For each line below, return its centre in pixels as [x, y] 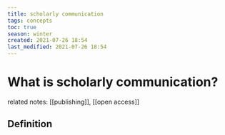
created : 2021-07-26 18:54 [47, 40]
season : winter [30, 34]
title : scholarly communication [55, 14]
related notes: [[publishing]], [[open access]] [74, 102]
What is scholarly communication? [113, 82]
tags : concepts [30, 21]
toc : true [22, 27]
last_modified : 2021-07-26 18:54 [57, 47]
